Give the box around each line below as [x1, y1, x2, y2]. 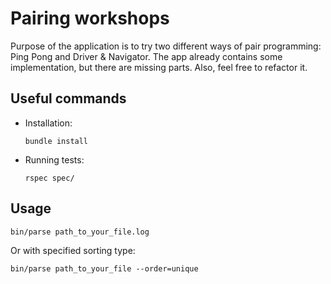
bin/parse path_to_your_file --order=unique [10, 263, 199, 274]
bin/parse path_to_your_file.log [10, 227, 150, 237]
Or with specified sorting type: [10, 244, 136, 256]
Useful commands [10, 90, 127, 107]
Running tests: [24, 153, 85, 166]
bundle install [24, 136, 89, 146]
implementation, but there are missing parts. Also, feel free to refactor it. [10, 61, 308, 73]
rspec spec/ [24, 173, 75, 183]
